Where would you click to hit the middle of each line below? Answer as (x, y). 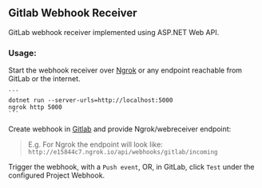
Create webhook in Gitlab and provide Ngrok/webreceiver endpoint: (120, 129)
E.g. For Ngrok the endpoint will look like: (95, 145)
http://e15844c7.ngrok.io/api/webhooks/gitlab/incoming (123, 152)
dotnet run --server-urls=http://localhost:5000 (91, 100)
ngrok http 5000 (35, 108)
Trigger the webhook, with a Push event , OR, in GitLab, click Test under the (131, 167)
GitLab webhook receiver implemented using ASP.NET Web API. (114, 32)
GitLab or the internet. (45, 79)
